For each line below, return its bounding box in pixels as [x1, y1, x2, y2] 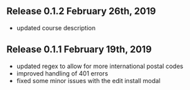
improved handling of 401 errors [16, 69, 108, 78]
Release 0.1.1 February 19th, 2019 [6, 44, 152, 56]
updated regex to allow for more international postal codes [16, 62, 184, 70]
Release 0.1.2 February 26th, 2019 [6, 5, 156, 17]
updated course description [16, 23, 96, 32]
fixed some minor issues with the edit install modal [16, 76, 160, 85]
